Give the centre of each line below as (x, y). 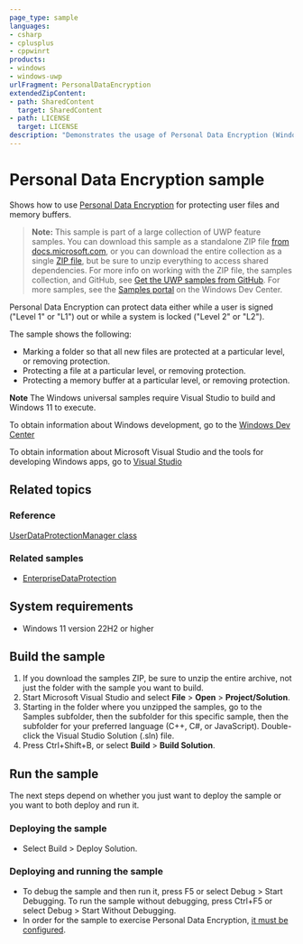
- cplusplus (32, 43)
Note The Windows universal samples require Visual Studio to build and (142, 397)
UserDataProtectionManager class (73, 535)
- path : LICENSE (40, 118)
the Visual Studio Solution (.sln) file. (108, 736)
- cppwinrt (30, 51)
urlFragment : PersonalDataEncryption (80, 85)
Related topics (50, 490)
